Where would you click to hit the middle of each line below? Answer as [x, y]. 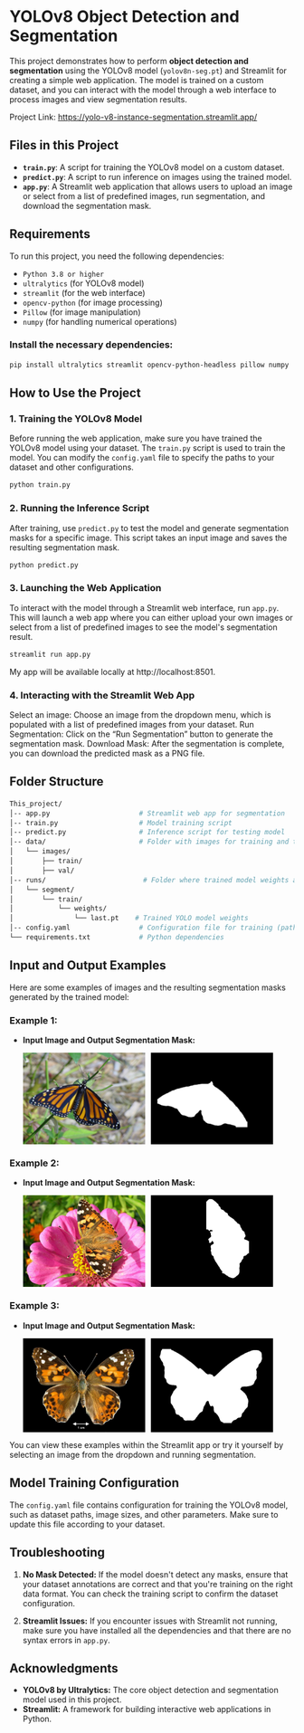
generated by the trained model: [69, 996]
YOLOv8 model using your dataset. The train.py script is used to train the [147, 448]
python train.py [40, 485]
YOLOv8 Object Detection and [124, 17]
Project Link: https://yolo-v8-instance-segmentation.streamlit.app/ [133, 117]
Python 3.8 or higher [63, 274]
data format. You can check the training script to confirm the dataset [150, 1594]
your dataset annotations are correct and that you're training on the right [157, 1584]
